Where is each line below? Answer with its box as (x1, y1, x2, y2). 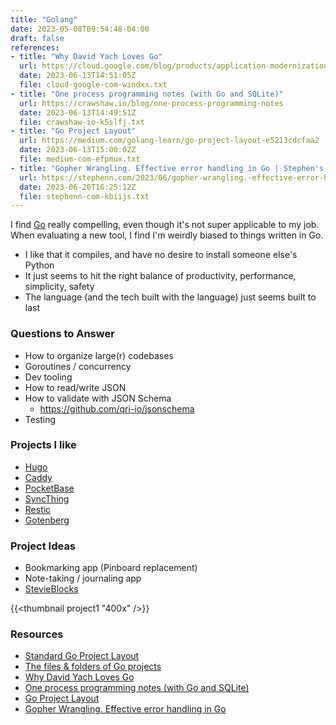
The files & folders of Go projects (24, 661, 162, 673)
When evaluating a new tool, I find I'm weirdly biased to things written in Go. (10, 229, 324, 241)
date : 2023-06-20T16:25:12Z (19, 182, 137, 192)
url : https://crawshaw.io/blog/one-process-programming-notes (19, 98, 284, 108)
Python (24, 259, 55, 271)
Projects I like (10, 438, 77, 452)
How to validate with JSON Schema (24, 392, 172, 404)
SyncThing (24, 492, 70, 505)
